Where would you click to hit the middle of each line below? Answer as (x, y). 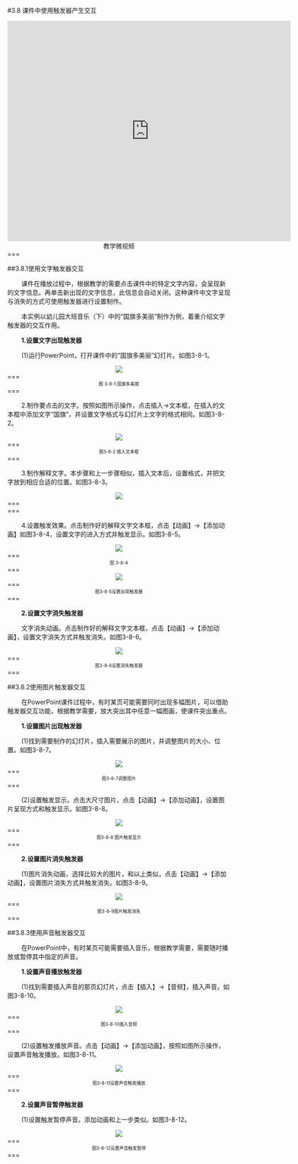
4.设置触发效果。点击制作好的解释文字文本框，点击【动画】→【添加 (120, 525)
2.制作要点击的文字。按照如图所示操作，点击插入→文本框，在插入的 (120, 405)
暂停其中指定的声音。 (51, 956)
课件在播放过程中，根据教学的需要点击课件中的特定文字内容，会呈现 (120, 283)
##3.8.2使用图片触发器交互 (47, 687)
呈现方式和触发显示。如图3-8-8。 (62, 809)
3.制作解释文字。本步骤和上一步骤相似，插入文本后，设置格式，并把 (120, 473)
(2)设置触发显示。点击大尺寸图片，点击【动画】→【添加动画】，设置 (120, 800)
